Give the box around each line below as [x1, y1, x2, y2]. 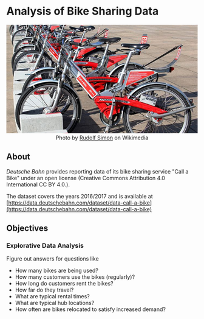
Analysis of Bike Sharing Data [6, 4, 159, 18]
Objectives [6, 223, 49, 234]
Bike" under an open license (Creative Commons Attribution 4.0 [6, 174, 166, 181]
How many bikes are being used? [15, 267, 99, 275]
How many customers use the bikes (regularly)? [15, 273, 135, 281]
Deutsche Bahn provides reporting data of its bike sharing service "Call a [6, 167, 189, 175]
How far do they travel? [15, 286, 74, 293]
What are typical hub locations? [15, 300, 95, 307]
